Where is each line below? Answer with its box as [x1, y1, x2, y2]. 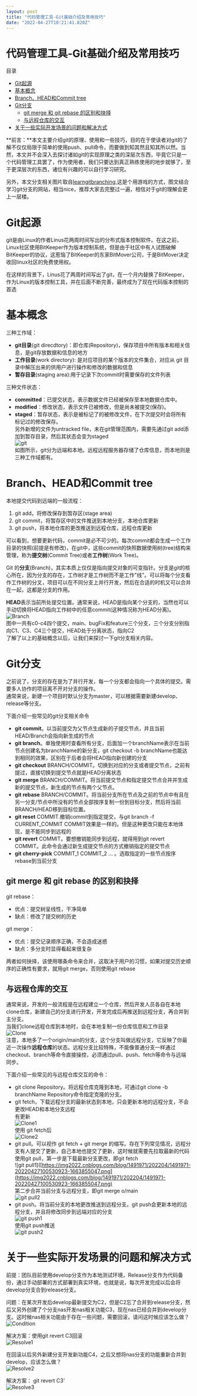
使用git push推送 [14, 1222, 55, 1229]
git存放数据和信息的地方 [30, 349, 88, 356]
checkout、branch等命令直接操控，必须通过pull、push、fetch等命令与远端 [6, 1051, 186, 1058]
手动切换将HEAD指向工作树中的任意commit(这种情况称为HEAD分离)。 [6, 606, 175, 613]
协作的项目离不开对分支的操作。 [21, 685, 98, 692]
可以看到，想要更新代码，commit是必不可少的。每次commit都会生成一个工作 [6, 537, 191, 544]
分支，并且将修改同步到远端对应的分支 [19, 1208, 113, 1215]
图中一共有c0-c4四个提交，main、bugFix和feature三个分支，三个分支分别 [6, 620, 185, 627]
